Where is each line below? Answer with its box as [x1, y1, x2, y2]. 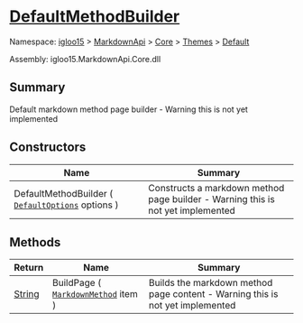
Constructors [9, 140, 87, 155]
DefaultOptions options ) [14, 198, 119, 211]
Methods [9, 235, 61, 250]
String [14, 288, 40, 300]
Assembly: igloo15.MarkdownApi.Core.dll [9, 53, 161, 64]
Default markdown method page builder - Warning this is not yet [9, 104, 248, 115]
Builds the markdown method [148, 277, 273, 290]
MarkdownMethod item [52, 288, 138, 300]
